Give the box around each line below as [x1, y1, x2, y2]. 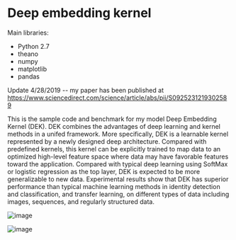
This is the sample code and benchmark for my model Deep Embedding [7, 115, 218, 123]
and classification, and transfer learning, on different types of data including [7, 190, 230, 198]
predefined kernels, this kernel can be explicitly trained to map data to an [7, 144, 221, 153]
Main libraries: [7, 28, 49, 37]
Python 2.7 [17, 42, 50, 50]
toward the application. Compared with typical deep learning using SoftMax [7, 159, 228, 168]
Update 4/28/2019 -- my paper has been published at [7, 86, 164, 94]
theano [17, 50, 39, 58]
